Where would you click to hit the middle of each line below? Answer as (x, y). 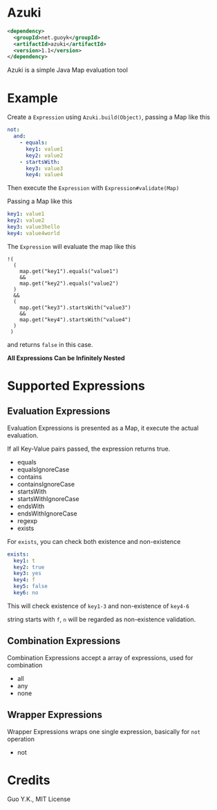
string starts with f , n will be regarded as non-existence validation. (102, 619)
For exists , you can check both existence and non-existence (94, 541)
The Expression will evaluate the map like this (72, 246)
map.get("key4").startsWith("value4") (75, 319)
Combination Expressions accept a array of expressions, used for (100, 657)
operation (21, 739)
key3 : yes (27, 574)
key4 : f (25, 580)
